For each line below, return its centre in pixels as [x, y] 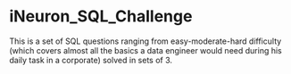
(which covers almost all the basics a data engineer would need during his [146, 50]
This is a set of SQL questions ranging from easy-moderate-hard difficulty [145, 41]
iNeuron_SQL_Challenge [101, 16]
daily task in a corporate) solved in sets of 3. [91, 60]
